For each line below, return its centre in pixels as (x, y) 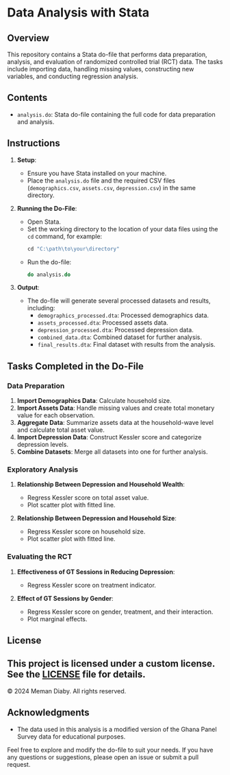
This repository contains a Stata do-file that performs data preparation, (107, 54)
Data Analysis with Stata (78, 13)
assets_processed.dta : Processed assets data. (103, 323)
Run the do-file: (49, 262)
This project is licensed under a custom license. (111, 664)
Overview (28, 38)
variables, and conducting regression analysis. (73, 76)
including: (41, 308)
